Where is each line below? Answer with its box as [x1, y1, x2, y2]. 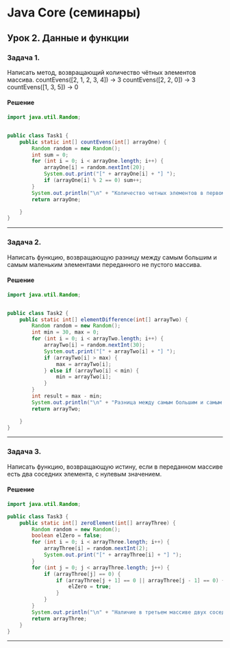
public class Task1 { [7, 132, 69, 139]
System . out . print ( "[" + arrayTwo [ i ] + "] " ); [43, 348, 176, 355]
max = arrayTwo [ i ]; [55, 360, 112, 368]
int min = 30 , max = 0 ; [31, 329, 99, 336]
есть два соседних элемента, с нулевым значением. [7, 470, 162, 478]
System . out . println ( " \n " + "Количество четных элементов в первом [31, 189, 225, 196]
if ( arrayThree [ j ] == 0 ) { [43, 570, 121, 577]
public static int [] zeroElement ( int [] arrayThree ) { [19, 520, 176, 526]
